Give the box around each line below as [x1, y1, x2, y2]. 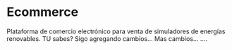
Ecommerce [6, 4, 79, 20]
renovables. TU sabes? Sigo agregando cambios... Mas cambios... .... [6, 34, 208, 42]
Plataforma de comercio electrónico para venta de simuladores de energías [6, 27, 226, 35]
